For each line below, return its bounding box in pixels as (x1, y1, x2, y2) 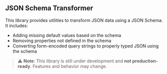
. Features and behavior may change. (30, 63, 107, 69)
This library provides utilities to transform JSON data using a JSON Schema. (5, 17, 163, 23)
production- (132, 57, 158, 64)
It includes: (5, 22, 28, 28)
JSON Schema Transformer (5, 4, 94, 12)
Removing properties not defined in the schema (12, 37, 112, 43)
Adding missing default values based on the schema (12, 32, 122, 38)
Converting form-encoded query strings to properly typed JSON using (12, 42, 159, 49)
